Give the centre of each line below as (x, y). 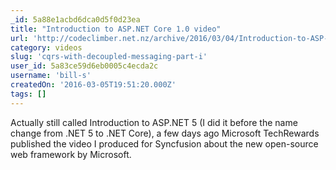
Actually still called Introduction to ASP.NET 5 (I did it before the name (154, 122)
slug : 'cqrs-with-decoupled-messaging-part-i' (109, 57)
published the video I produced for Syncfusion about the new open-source (164, 143)
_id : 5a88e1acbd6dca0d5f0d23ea (75, 19)
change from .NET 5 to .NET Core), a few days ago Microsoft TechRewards (165, 133)
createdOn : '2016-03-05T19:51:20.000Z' (93, 85)
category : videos (46, 47)
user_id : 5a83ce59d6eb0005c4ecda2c (84, 66)
